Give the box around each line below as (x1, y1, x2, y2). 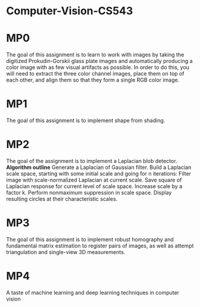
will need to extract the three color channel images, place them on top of (6, 70, 185, 77)
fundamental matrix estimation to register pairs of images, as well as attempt (6, 242, 194, 249)
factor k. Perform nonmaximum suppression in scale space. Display (6, 189, 172, 196)
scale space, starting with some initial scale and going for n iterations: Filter (6, 170, 192, 177)
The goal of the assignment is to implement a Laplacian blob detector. (6, 158, 177, 164)
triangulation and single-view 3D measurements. (6, 248, 126, 255)
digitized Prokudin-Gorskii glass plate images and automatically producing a (6, 58, 193, 65)
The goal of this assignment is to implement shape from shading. (6, 117, 165, 124)
